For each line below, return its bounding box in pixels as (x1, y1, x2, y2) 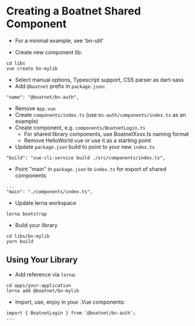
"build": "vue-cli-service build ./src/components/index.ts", (6, 155, 166, 161)
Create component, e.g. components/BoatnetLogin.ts (14, 124, 146, 131)
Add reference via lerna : (14, 271, 76, 278)
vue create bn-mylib (6, 65, 58, 72)
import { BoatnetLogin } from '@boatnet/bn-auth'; (6, 310, 136, 316)
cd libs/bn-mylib (6, 233, 50, 239)
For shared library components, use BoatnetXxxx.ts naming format (23, 130, 190, 137)
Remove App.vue (14, 104, 56, 112)
